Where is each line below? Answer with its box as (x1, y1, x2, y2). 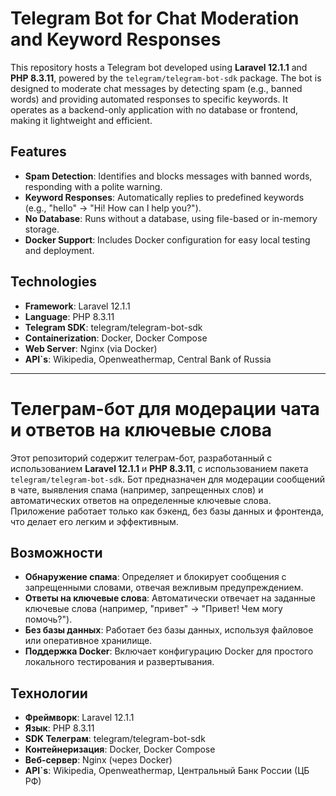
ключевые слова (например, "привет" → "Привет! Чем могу (24, 603, 283, 615)
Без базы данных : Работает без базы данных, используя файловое (24, 624, 314, 636)
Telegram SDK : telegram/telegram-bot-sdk (24, 321, 203, 333)
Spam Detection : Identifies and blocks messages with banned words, (24, 170, 313, 182)
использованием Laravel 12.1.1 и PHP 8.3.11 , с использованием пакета (10, 462, 309, 474)
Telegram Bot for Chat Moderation (10, 7, 300, 30)
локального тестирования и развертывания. (24, 656, 215, 668)
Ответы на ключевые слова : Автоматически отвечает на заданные (24, 592, 316, 604)
